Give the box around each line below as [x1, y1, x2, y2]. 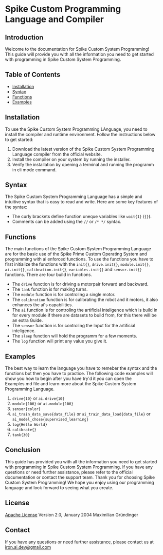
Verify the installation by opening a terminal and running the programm [12, 161, 154, 167]
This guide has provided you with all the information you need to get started [5, 458, 157, 464]
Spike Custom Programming [5, 3, 121, 15]
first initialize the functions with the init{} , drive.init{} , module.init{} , [5, 261, 150, 267]
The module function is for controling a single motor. [12, 292, 116, 297]
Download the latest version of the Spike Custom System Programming [12, 146, 155, 152]
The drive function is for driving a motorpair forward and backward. [12, 281, 149, 287]
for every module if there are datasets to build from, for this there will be [12, 312, 157, 318]
